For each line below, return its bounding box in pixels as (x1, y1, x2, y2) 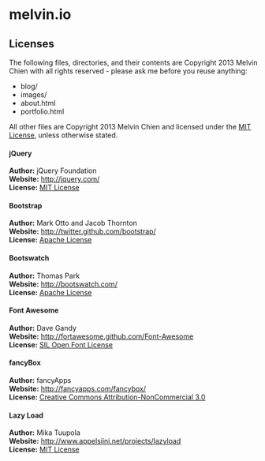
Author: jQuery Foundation (9, 166, 97, 175)
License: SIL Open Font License (9, 339, 114, 349)
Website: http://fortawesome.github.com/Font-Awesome (9, 332, 194, 341)
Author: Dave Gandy (9, 323, 77, 332)
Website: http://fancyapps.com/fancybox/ (9, 384, 147, 394)
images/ (20, 90, 47, 99)
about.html (20, 99, 56, 107)
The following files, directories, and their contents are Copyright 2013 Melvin (9, 58, 258, 67)
